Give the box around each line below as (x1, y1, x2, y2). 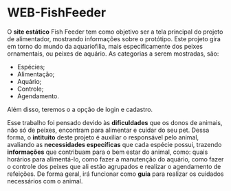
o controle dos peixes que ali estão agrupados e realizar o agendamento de (7, 162, 221, 170)
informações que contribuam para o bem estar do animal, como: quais (7, 148, 208, 156)
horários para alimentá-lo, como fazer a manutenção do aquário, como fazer (7, 155, 224, 163)
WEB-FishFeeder (7, 5, 107, 21)
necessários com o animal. (7, 177, 83, 185)
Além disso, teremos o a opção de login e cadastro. (7, 105, 153, 113)
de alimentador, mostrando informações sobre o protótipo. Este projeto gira (7, 34, 221, 43)
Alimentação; (16, 70, 55, 78)
